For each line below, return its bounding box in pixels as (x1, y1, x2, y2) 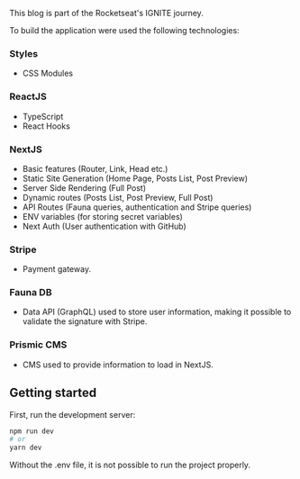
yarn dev (9, 443, 42, 453)
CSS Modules (22, 68, 74, 79)
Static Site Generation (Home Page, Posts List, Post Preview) (22, 173, 249, 184)
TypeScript (22, 111, 64, 122)
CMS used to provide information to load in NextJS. (22, 359, 214, 370)
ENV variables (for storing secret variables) (22, 211, 183, 221)
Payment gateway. (22, 264, 92, 275)
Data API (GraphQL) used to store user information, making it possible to (22, 306, 292, 318)
